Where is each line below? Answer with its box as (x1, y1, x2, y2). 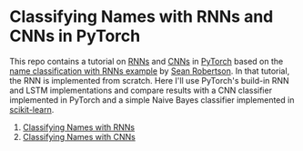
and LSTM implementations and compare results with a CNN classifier (9, 85, 273, 96)
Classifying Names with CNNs (22, 131, 136, 142)
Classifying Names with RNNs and (9, 6, 274, 27)
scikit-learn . (9, 104, 55, 115)
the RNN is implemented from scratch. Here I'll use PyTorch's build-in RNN (9, 75, 289, 86)
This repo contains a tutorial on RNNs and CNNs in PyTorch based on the (9, 55, 284, 66)
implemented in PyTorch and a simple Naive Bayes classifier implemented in (9, 94, 295, 106)
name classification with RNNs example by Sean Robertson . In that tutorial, (9, 65, 290, 76)
